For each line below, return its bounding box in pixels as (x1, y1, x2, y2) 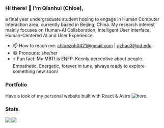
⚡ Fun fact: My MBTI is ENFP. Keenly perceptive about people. (12, 56, 144, 62)
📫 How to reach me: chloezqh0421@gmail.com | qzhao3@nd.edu (12, 43, 152, 49)
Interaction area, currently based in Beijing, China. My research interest (5, 21, 155, 28)
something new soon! (12, 68, 59, 74)
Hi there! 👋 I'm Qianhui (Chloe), (5, 5, 84, 12)
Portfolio (5, 81, 28, 88)
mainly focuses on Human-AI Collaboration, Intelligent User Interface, (5, 27, 151, 33)
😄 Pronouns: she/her (12, 50, 58, 56)
